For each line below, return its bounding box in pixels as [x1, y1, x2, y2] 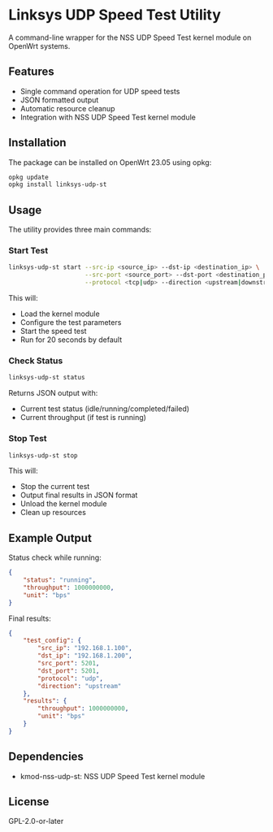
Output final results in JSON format [19, 490, 138, 500]
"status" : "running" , [23, 576, 96, 584]
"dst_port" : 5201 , [37, 666, 100, 675]
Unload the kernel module [19, 499, 107, 509]
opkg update [8, 173, 49, 181]
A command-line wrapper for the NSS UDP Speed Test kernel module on [8, 32, 252, 42]
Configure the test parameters [19, 318, 122, 327]
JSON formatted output [19, 95, 99, 105]
